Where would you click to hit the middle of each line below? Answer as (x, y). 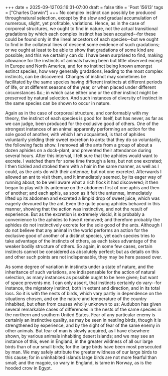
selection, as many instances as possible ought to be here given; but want (82, 277)
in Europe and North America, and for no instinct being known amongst (79, 66)
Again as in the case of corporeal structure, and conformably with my (77, 113)
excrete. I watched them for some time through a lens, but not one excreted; (84, 161)
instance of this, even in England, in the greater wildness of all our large (79, 341)
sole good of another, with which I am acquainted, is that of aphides (75, 134)
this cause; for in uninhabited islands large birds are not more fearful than (81, 357)
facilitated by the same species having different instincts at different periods (84, 82)
